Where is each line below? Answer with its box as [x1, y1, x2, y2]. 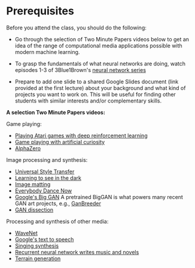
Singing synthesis [14, 242, 59, 249]
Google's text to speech [14, 236, 74, 243]
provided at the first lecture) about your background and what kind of [14, 84, 186, 91]
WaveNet [14, 229, 38, 236]
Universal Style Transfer [14, 168, 75, 175]
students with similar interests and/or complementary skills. [14, 97, 162, 104]
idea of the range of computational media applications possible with [14, 42, 182, 49]
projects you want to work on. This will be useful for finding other [14, 91, 176, 98]
